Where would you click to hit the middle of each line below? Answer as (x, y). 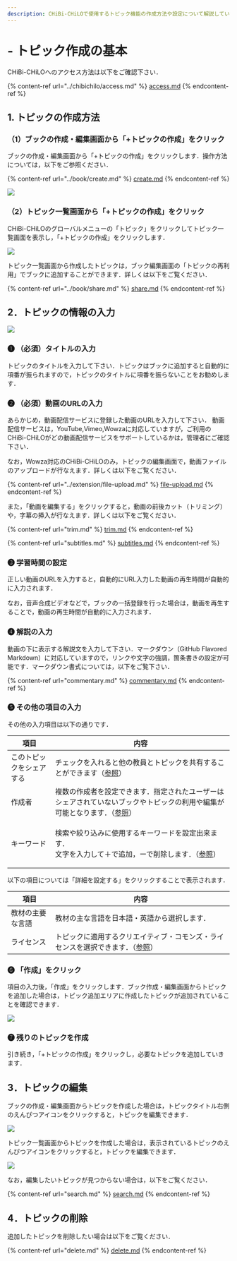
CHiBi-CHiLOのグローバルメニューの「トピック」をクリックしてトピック (113, 228)
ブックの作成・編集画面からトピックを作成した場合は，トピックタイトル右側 (119, 1106)
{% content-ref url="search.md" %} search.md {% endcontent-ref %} (109, 1194)
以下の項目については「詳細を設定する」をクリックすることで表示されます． (118, 880)
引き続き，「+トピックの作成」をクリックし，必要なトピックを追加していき (116, 1054)
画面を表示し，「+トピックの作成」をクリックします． (91, 237)
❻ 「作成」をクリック (44, 970)
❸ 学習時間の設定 (37, 562)
